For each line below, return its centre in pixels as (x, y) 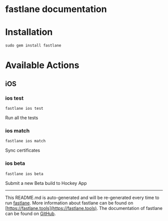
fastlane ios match (25, 141)
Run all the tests (22, 118)
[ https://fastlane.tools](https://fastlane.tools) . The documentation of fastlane (84, 208)
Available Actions (42, 65)
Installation (29, 32)
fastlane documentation (56, 9)
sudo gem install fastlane (33, 46)
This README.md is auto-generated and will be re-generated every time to (82, 197)
